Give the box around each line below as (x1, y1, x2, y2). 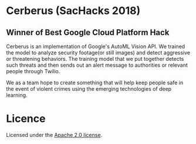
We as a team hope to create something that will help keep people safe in (6, 79, 184, 86)
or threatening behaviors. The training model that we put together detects (6, 56, 184, 62)
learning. (6, 92, 28, 98)
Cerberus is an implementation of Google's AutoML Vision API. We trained (6, 43, 185, 50)
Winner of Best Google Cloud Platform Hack (6, 28, 170, 37)
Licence (6, 112, 46, 125)
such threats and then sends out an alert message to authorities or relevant (6, 61, 188, 68)
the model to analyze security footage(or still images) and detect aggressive (6, 49, 191, 56)
